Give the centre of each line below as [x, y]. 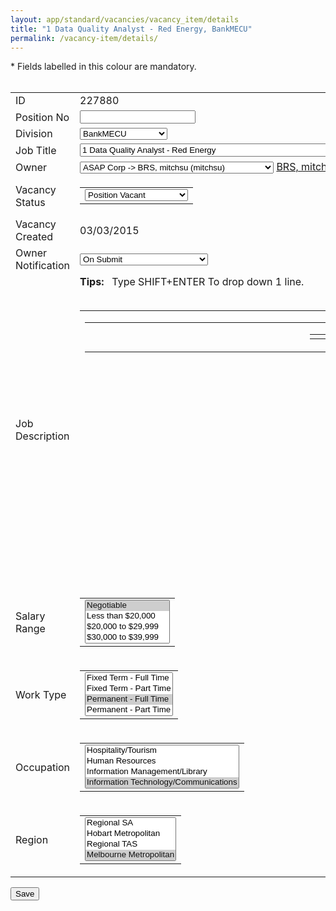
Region [32, 840]
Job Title [36, 150]
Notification [42, 266]
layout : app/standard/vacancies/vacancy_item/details [125, 19]
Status [30, 202]
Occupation [43, 768]
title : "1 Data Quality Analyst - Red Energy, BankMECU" [131, 29]
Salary [30, 616]
